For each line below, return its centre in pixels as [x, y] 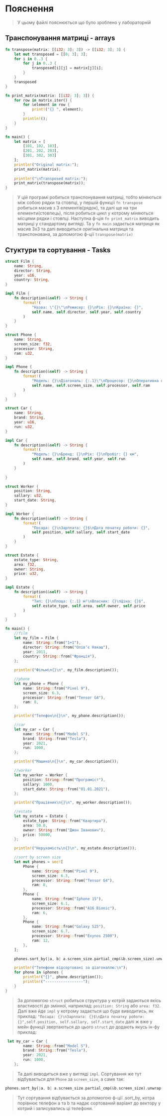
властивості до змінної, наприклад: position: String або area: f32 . [89, 1006]
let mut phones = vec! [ [39, 862]
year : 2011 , [36, 652]
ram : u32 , [24, 353]
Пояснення [29, 9]
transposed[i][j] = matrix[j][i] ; [67, 68]
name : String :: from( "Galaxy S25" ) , [69, 927]
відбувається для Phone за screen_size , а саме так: [71, 1079]
